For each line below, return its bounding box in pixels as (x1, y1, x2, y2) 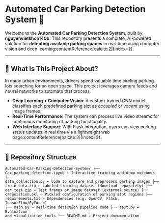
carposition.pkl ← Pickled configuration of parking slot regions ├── (5, 192, 153, 197)
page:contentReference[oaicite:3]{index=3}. (12, 134, 102, 140)
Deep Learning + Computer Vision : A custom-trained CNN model (12, 97, 146, 104)
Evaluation (5, 209, 27, 214)
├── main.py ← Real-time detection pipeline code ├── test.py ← (5, 205, 139, 210)
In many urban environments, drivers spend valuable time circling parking (5, 78, 154, 84)
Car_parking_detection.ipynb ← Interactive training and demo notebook (5, 170, 155, 175)
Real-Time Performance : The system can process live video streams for (12, 113, 160, 119)
